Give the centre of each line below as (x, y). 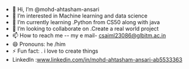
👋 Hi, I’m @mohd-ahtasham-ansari (56, 9)
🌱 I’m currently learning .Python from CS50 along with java (86, 22)
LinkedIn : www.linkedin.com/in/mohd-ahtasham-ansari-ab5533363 (97, 60)
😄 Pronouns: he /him (39, 44)
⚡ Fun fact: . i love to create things (55, 51)
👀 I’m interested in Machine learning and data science (80, 16)
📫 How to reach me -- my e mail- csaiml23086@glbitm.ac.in (89, 35)
